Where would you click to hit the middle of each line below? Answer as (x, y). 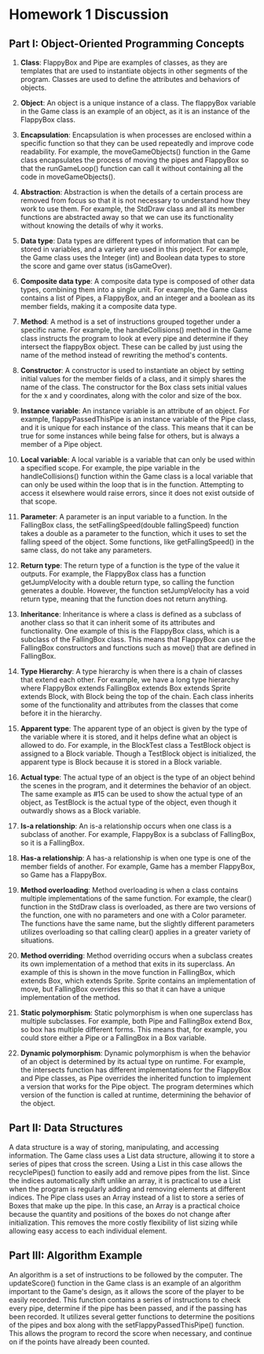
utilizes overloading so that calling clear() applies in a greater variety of (135, 932)
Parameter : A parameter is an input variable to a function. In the (124, 517)
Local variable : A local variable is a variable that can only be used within (137, 459)
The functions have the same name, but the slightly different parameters (137, 923)
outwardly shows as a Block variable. (81, 811)
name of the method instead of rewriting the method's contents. (124, 355)
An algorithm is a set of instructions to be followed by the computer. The (126, 1274)
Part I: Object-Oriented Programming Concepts (126, 44)
